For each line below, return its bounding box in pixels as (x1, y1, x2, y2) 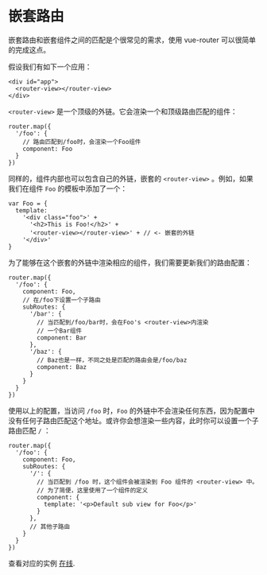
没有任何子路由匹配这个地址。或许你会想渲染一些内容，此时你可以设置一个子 (8, 415, 259, 425)
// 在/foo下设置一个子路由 (22, 296, 101, 304)
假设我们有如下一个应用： (8, 61, 92, 72)
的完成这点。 (8, 45, 50, 54)
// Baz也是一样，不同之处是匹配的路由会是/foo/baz (37, 355, 188, 364)
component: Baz (37, 363, 87, 371)
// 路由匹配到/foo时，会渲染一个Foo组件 (22, 138, 141, 146)
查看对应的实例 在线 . (8, 558, 75, 568)
